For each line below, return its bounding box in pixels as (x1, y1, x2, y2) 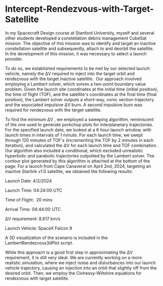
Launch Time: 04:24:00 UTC (5, 187, 62, 193)
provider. (5, 56, 23, 62)
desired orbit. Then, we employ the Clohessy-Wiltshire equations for (5, 270, 142, 276)
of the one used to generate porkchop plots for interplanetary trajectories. (5, 121, 154, 128)
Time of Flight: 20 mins (5, 197, 53, 202)
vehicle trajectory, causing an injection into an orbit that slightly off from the (5, 265, 157, 271)
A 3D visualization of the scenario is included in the (5, 235, 108, 241)
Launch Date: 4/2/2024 (5, 177, 52, 184)
